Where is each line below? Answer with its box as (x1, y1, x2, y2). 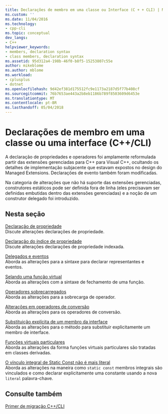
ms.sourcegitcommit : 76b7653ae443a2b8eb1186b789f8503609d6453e (5, 91, 140, 96)
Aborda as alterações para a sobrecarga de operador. (5, 294, 116, 300)
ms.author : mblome (5, 68, 43, 73)
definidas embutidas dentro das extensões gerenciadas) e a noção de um (5, 190, 157, 196)
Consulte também (5, 390, 62, 398)
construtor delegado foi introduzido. (5, 195, 80, 201)
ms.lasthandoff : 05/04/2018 (5, 105, 64, 110)
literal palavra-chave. (5, 375, 53, 381)
